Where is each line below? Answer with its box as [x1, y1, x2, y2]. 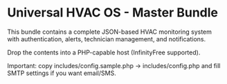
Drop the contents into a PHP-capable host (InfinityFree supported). [7, 48, 201, 56]
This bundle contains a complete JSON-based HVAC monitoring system [7, 28, 212, 36]
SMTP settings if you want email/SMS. [7, 69, 116, 77]
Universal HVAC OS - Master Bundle [7, 5, 219, 21]
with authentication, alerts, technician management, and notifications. [7, 34, 206, 43]
